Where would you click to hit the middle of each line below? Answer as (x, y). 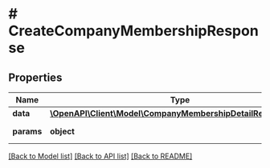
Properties (35, 77)
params (27, 131)
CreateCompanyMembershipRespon (133, 31)
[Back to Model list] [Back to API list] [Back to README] (100, 156)
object (62, 131)
